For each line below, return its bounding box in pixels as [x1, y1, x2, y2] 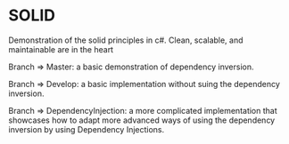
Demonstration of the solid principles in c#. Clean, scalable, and [8, 35, 244, 45]
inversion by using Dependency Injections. [8, 124, 165, 134]
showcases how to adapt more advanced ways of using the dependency [8, 115, 276, 125]
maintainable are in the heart [8, 44, 113, 54]
